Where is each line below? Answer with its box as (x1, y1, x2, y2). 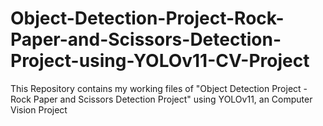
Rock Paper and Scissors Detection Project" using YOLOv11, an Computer (10, 93, 313, 105)
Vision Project (10, 103, 68, 116)
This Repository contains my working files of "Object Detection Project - (10, 82, 308, 94)
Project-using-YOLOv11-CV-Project (10, 50, 310, 72)
